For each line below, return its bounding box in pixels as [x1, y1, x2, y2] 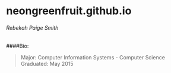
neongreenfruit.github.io [6, 4, 132, 18]
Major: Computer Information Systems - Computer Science [20, 54, 165, 61]
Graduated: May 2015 [20, 61, 74, 68]
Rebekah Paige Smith [6, 24, 59, 31]
